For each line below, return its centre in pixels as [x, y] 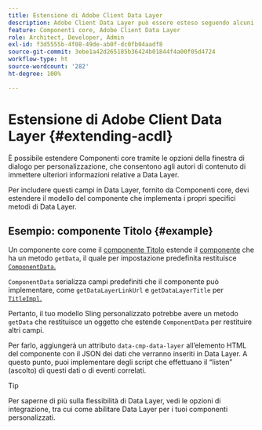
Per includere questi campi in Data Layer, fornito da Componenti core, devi [129, 190]
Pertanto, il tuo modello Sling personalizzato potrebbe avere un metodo [124, 314]
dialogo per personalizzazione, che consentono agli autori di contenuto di [127, 166]
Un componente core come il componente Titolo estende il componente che [131, 250]
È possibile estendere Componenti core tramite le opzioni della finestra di [126, 158]
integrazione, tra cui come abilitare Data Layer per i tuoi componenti [118, 410]
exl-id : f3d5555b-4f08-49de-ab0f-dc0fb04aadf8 [86, 45]
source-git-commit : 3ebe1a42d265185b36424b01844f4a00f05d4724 [112, 52]
